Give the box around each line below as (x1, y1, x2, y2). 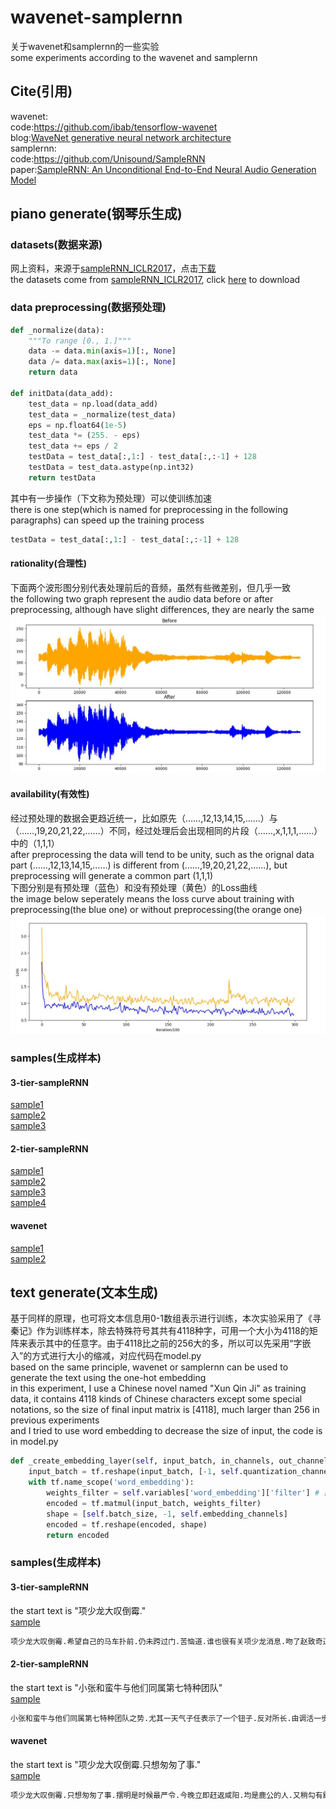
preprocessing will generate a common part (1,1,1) (10, 869, 214, 881)
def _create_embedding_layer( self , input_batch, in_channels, (10, 1456, 275, 1466)
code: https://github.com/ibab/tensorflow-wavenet (10, 121, 218, 133)
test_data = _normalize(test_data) (28, 409, 177, 420)
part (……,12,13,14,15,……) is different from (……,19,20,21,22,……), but (10, 859, 288, 871)
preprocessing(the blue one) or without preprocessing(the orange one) (10, 903, 303, 915)
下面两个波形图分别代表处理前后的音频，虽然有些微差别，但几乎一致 (10, 581, 291, 593)
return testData (28, 472, 97, 483)
